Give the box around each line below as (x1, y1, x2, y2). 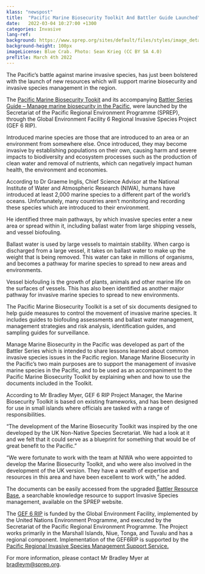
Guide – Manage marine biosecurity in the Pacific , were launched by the (6, 102, 187, 110)
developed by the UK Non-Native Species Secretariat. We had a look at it (6, 429, 190, 436)
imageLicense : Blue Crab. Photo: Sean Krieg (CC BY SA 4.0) (6, 49, 163, 55)
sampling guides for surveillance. (6, 329, 90, 336)
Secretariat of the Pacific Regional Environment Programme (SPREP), (6, 109, 180, 116)
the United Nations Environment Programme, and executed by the (6, 516, 172, 523)
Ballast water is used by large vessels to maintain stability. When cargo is (6, 240, 190, 248)
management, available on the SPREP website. (6, 498, 123, 505)
